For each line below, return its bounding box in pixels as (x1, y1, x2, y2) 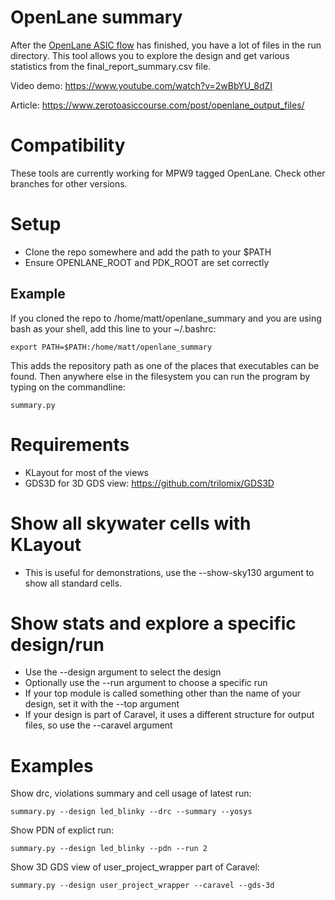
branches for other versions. (10, 177, 128, 190)
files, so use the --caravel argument (24, 719, 173, 731)
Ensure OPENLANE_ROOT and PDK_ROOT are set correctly (24, 256, 270, 268)
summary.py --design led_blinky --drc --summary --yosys (10, 807, 253, 817)
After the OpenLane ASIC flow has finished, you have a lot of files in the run (10, 39, 322, 51)
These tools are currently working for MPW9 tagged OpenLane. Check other (10, 167, 326, 179)
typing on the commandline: (10, 381, 126, 393)
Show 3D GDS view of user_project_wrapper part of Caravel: (10, 861, 260, 873)
